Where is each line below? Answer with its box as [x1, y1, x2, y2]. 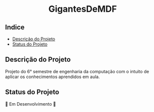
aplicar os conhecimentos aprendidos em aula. [5, 74, 100, 80]
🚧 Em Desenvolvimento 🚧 [5, 101, 56, 107]
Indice [5, 23, 25, 31]
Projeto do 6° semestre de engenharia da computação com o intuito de [5, 68, 149, 74]
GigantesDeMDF [48, 3, 117, 15]
